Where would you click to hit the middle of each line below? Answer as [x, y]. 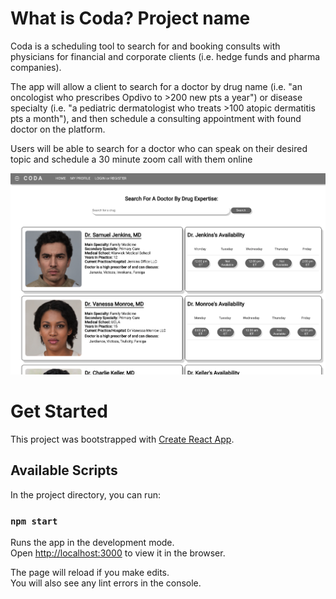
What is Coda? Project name [130, 18]
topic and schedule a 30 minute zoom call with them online [131, 159]
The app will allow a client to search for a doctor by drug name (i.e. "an [156, 86]
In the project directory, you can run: [85, 494]
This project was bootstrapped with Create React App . [122, 439]
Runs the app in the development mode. [92, 543]
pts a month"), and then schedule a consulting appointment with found [156, 118]
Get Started [59, 411]
